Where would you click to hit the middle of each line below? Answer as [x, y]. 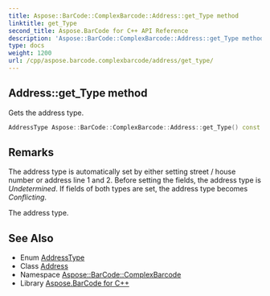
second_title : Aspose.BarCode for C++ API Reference [98, 31]
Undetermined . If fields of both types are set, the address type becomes [128, 189]
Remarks [31, 152]
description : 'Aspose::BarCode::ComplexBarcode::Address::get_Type [124, 38]
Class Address [44, 266]
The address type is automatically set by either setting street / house [122, 172]
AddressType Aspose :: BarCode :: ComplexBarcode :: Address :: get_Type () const [135, 127]
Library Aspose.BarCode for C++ [75, 283]
